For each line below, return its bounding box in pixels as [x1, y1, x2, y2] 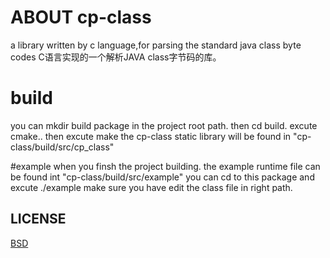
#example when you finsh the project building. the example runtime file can [10, 160, 321, 172]
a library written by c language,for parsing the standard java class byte [10, 39, 302, 51]
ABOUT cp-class [10, 6, 152, 29]
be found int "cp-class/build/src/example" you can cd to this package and [10, 171, 315, 183]
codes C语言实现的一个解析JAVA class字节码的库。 [10, 51, 222, 63]
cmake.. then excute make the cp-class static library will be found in [10, 130, 292, 142]
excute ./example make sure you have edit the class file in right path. [10, 181, 293, 193]
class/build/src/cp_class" [10, 141, 115, 153]
